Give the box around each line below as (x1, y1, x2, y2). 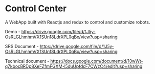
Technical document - (5, 58, 50, 64)
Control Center (5, 3, 67, 14)
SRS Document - (5, 43, 39, 49)
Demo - (5, 28, 21, 34)
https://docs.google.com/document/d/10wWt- (50, 58, 143, 64)
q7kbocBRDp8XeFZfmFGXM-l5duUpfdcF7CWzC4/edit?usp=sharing (5, 63, 143, 69)
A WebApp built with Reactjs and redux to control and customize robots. (5, 19, 150, 25)
